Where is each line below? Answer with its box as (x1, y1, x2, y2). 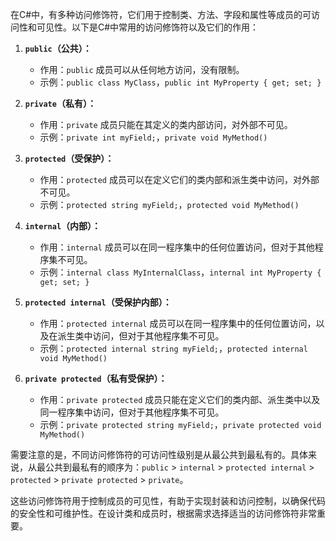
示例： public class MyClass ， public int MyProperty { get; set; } (39, 76, 322, 88)
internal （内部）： (24, 220, 102, 232)
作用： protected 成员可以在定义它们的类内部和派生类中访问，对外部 (39, 174, 320, 185)
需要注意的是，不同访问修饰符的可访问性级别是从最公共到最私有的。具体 (10, 449, 308, 460)
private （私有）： (24, 98, 97, 109)
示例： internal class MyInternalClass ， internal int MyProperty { (39, 266, 322, 278)
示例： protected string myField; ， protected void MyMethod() (39, 199, 300, 210)
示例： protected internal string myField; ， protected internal (39, 343, 308, 354)
